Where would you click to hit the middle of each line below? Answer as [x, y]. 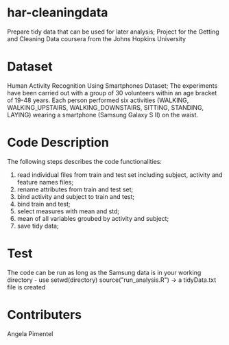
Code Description [58, 143]
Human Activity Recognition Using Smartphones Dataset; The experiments [112, 85]
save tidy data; [38, 226]
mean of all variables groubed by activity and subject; [93, 218]
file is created [26, 287]
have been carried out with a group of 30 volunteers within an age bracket [112, 93]
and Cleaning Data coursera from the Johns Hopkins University [97, 38]
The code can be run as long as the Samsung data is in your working [104, 272]
